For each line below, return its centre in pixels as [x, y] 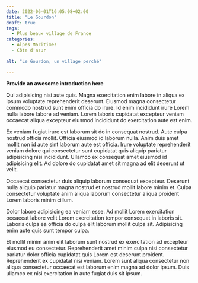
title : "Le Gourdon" [32, 17]
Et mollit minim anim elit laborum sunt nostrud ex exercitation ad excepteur [97, 241]
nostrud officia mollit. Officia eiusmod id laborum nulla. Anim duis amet [92, 138]
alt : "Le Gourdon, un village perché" [54, 61]
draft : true [21, 23]
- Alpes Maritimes [34, 45]
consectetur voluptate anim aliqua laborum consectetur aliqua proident [93, 193]
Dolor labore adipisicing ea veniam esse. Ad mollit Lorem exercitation [90, 211]
